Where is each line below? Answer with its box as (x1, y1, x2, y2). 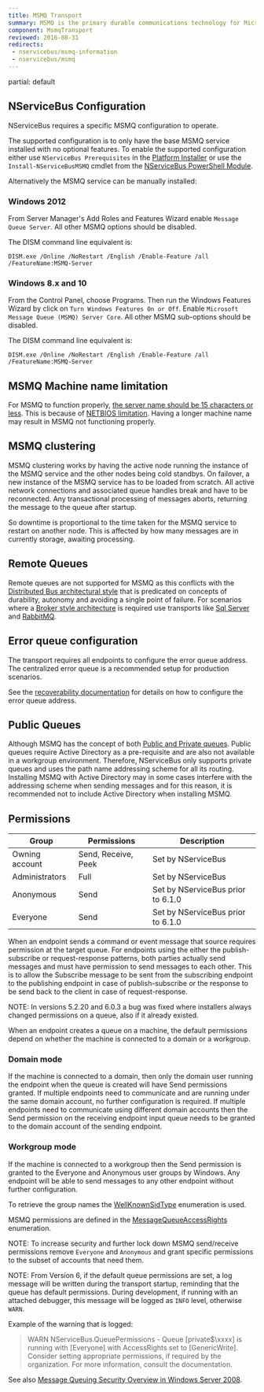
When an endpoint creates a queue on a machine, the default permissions (8, 1026, 247, 1036)
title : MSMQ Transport (8, 11, 82, 20)
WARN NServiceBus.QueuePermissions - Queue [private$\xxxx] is (27, 1335, 242, 1344)
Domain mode (8, 1054, 63, 1065)
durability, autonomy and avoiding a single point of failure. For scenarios (8, 595, 242, 604)
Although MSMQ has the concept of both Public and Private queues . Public (8, 739, 251, 748)
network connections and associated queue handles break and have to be (8, 486, 248, 495)
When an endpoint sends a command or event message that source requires (8, 937, 257, 947)
